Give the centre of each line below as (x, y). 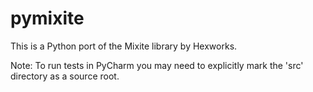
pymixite (47, 18)
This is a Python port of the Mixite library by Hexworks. (124, 46)
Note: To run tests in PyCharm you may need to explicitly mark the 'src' (157, 65)
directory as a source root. (65, 76)
